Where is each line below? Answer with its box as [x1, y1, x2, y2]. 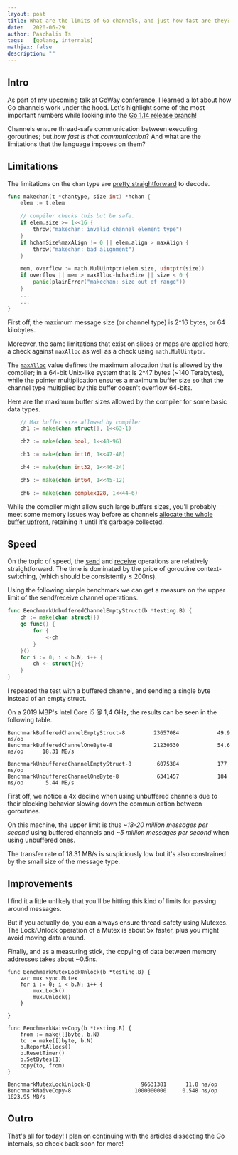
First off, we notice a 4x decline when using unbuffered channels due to [7, 792, 218, 801]
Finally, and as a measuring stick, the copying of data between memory [7, 947, 217, 955]
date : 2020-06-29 [7, 24, 65, 31]
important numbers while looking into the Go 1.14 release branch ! [7, 111, 198, 119]
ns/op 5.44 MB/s [7, 779, 75, 786]
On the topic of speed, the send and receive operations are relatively [7, 557, 209, 565]
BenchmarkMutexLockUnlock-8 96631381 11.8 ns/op [7, 1081, 218, 1088]
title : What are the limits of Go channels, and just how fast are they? [7, 17, 231, 24]
